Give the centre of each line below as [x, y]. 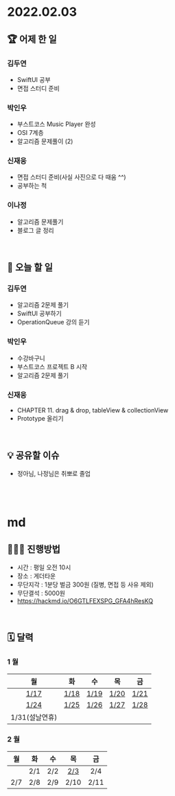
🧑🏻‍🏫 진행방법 [34, 549]
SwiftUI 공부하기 [39, 313]
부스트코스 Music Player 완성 [56, 124]
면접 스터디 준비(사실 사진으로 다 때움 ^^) [71, 177]
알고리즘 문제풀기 [40, 222]
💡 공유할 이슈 [33, 455]
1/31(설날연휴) [34, 717]
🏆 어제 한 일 [32, 39]
